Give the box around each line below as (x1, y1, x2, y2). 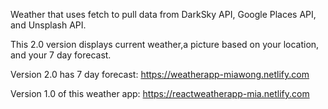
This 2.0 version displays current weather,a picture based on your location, (10, 39, 320, 50)
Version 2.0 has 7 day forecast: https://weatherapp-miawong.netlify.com (10, 69, 310, 80)
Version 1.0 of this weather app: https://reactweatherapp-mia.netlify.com (10, 88, 310, 99)
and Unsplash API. (10, 19, 87, 31)
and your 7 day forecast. (10, 49, 112, 61)
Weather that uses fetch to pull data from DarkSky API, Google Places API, (10, 9, 317, 20)
